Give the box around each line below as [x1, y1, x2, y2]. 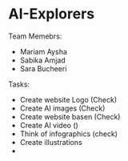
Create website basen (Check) [19, 111, 121, 121]
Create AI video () [19, 120, 78, 130]
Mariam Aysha [19, 46, 68, 56]
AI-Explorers [8, 5, 95, 23]
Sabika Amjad [19, 55, 66, 65]
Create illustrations [19, 137, 82, 147]
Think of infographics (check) [19, 129, 118, 139]
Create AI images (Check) [19, 103, 106, 113]
